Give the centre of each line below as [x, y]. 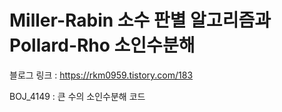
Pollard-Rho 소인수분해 [102, 45]
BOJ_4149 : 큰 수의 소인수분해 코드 [77, 96]
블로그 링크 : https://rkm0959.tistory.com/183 [101, 75]
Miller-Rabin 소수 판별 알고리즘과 [140, 20]
